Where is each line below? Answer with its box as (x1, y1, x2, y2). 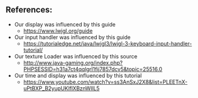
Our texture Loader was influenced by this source (14, 52, 138, 60)
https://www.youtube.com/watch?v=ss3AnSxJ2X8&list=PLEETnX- (23, 78, 188, 85)
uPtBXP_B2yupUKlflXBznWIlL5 (23, 84, 100, 92)
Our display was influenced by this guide (14, 20, 116, 28)
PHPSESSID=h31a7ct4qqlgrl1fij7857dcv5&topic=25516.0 (23, 66, 163, 73)
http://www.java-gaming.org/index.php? (23, 59, 123, 66)
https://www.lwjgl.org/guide (23, 27, 93, 34)
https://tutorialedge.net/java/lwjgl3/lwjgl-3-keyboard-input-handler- (23, 40, 192, 47)
